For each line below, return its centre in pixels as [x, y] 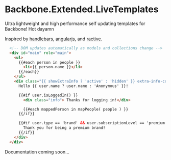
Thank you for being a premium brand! [64, 128]
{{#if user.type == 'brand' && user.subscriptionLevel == [81, 123]
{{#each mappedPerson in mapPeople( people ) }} [76, 109]
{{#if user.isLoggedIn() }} [48, 95]
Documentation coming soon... [37, 152]
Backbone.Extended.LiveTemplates [82, 9]
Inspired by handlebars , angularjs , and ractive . [54, 39]
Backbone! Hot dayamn [29, 29]
